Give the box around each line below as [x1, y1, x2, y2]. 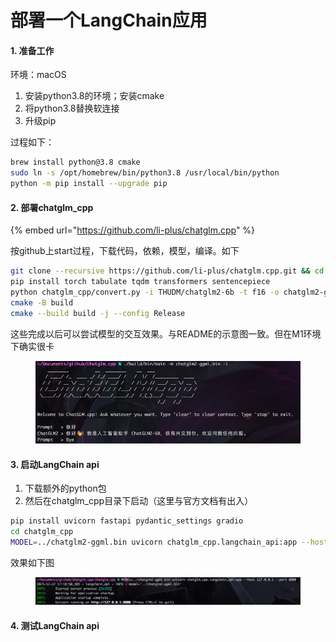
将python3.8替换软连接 [24, 102, 120, 115]
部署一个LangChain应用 [10, 9, 208, 32]
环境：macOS [10, 69, 67, 81]
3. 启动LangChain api [10, 458, 100, 470]
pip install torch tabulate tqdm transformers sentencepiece [10, 277, 271, 287]
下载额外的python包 [24, 482, 107, 495]
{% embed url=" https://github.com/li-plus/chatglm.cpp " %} [10, 224, 256, 236]
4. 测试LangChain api [10, 619, 100, 631]
